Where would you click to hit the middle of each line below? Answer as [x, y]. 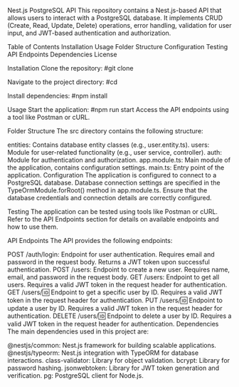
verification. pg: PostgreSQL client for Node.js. [75, 376]
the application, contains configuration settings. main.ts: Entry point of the [116, 167]
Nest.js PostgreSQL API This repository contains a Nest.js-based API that [115, 10]
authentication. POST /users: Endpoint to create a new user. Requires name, [118, 269]
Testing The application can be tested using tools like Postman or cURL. [113, 212]
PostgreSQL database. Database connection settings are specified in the [114, 182]
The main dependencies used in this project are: [78, 331]
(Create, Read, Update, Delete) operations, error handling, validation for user [119, 25]
